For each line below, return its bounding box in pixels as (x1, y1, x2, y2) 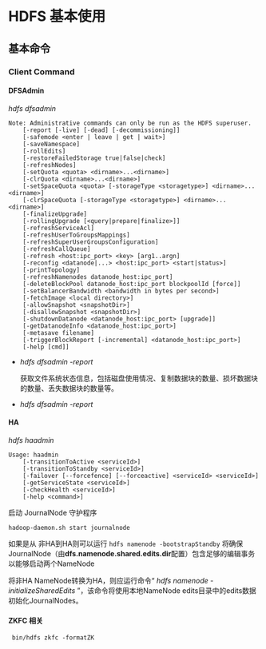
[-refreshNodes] (22, 161, 77, 169)
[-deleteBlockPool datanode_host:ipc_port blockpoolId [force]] (22, 280, 241, 288)
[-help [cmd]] (22, 343, 69, 351)
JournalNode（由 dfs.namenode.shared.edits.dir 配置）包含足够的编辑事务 (8, 548, 256, 558)
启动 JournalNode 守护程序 (8, 508, 97, 517)
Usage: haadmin (8, 451, 59, 459)
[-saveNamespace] (22, 140, 81, 148)
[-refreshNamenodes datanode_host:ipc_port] (22, 273, 173, 281)
